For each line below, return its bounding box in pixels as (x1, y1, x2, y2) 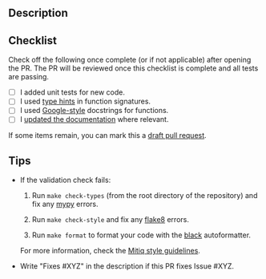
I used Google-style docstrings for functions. (19, 106, 169, 115)
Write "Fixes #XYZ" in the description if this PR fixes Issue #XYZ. (19, 261, 235, 271)
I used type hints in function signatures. (19, 96, 151, 107)
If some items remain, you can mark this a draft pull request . (8, 131, 207, 140)
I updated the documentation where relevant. (19, 115, 169, 124)
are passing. (8, 72, 50, 82)
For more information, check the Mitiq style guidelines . (19, 246, 200, 256)
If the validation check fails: (19, 176, 111, 185)
